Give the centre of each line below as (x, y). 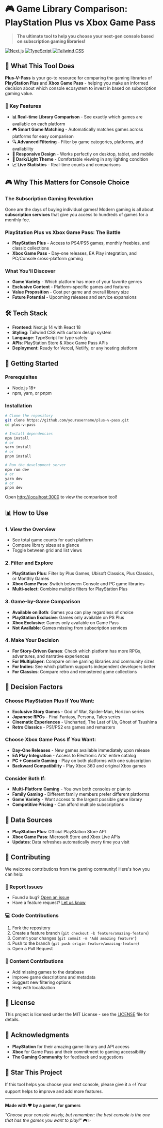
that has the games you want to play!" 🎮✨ (48, 1120)
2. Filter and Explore (29, 563)
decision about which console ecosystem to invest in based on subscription (81, 88)
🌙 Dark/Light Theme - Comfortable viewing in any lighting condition (80, 159)
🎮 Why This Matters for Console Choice (67, 182)
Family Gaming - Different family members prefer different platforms (81, 794)
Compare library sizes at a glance (46, 545)
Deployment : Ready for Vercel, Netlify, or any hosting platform (74, 348)
